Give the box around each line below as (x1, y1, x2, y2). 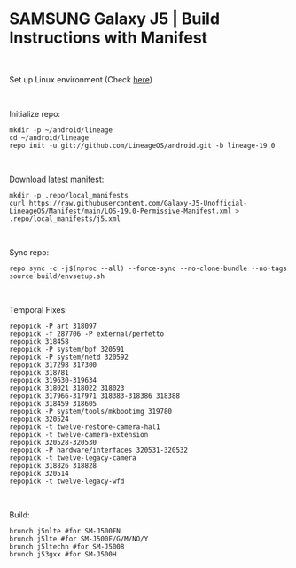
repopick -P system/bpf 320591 (9, 345, 125, 354)
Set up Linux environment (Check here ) (9, 74, 153, 84)
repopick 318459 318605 (9, 399, 97, 408)
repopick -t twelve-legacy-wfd (9, 477, 125, 486)
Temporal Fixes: (9, 304, 68, 315)
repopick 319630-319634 (9, 376, 97, 385)
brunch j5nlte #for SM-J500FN (9, 526, 121, 535)
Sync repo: (9, 246, 50, 257)
